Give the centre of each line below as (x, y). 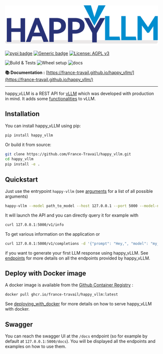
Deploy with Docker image (46, 273)
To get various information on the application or (53, 234)
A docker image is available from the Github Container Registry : (69, 285)
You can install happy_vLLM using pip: (43, 126)
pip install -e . (23, 164)
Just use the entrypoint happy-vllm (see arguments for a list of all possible (79, 191)
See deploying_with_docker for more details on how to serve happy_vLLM (78, 304)
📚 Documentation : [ (26, 72)
